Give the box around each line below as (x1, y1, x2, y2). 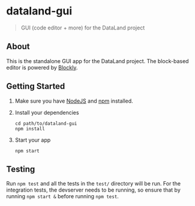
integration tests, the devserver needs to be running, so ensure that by (6, 186, 181, 193)
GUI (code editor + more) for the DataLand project (20, 24, 145, 31)
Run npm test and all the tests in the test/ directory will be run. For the (6, 180, 181, 187)
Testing (6, 164, 35, 174)
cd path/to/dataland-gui (14, 120, 77, 127)
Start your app (14, 136, 51, 144)
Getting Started (6, 81, 65, 91)
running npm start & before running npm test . (6, 193, 119, 200)
